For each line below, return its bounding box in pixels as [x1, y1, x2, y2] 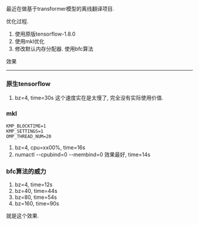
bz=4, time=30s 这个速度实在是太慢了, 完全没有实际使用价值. [14, 94, 164, 102]
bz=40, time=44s [14, 187, 57, 194]
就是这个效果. [6, 212, 40, 219]
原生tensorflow [6, 80, 51, 88]
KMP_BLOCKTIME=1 [6, 123, 46, 129]
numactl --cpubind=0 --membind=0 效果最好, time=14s [14, 151, 151, 158]
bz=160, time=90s [14, 199, 59, 207]
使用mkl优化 [14, 38, 45, 45]
